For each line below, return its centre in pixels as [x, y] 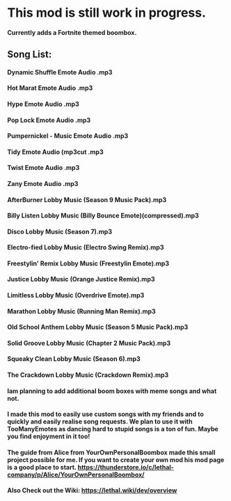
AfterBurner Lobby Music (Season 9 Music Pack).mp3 [87, 199]
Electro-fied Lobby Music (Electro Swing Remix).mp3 [86, 247]
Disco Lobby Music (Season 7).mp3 [60, 231]
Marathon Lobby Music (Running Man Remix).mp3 [82, 311]
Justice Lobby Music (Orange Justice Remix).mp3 [81, 279]
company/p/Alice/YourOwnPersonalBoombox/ [76, 475]
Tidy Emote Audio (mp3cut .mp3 [55, 152]
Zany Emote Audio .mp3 [43, 183]
